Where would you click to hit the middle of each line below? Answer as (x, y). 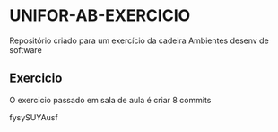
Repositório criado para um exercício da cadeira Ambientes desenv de (139, 40)
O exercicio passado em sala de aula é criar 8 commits (110, 100)
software (26, 49)
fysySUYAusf (34, 117)
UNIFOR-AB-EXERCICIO (100, 16)
